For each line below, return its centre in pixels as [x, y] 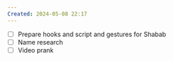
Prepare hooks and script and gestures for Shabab [92, 34]
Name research [40, 42]
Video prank [36, 50]
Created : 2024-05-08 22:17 [47, 14]
